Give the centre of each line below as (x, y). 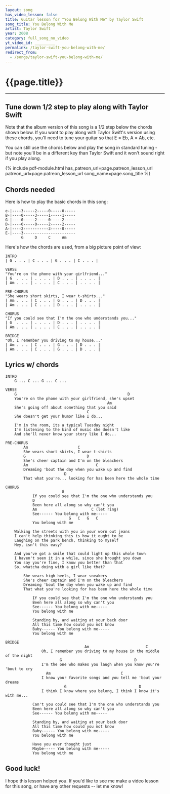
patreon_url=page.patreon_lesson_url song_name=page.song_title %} (78, 174)
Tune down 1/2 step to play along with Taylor (77, 107)
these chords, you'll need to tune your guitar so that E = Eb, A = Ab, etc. (80, 138)
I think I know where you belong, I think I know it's (100, 691)
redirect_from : (21, 52)
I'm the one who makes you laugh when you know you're (100, 664)
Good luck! (23, 768)
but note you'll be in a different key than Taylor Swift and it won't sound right (85, 153)
